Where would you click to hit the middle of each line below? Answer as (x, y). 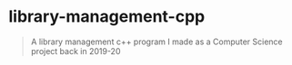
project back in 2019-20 (76, 51)
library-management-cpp (107, 17)
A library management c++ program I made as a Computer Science (156, 42)
